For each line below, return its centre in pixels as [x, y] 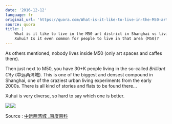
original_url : [20, 19]
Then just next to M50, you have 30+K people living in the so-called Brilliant [85, 68]
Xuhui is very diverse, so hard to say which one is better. [65, 96]
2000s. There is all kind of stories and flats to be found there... [71, 86]
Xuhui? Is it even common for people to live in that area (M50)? [87, 39]
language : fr [19, 15]
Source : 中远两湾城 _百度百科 [37, 116]
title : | [15, 29]
